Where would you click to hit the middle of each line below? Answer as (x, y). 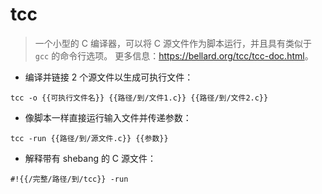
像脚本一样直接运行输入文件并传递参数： (108, 117)
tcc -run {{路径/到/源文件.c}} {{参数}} (89, 138)
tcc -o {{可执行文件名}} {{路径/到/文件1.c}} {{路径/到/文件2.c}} (139, 98)
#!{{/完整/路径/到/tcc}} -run (69, 179)
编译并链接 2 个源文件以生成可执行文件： (109, 77)
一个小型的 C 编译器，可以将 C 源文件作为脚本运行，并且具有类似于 (173, 43)
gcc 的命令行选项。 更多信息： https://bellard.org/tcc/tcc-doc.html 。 (174, 55)
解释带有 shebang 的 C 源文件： (90, 158)
